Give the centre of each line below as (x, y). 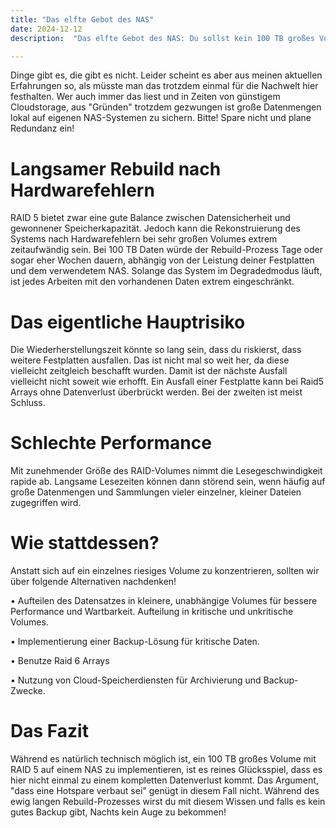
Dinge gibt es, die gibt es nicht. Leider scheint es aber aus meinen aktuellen (166, 75)
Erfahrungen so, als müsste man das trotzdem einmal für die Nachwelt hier (164, 86)
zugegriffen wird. (46, 503)
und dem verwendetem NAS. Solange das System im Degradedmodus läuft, (166, 271)
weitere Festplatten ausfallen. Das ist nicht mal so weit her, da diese (150, 360)
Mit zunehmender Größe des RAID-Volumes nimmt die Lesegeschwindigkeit (166, 471)
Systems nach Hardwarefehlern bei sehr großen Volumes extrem (144, 239)
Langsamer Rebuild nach (116, 168)
